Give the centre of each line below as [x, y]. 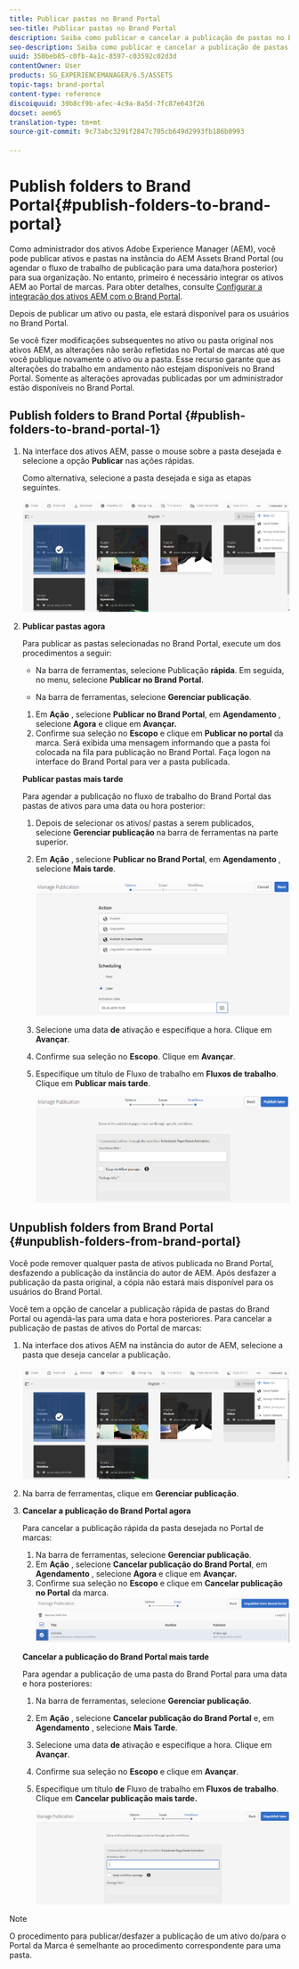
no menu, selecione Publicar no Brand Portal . [120, 680]
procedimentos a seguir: [67, 653]
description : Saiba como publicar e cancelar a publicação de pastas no [147, 37]
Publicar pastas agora [64, 626]
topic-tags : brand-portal [57, 85]
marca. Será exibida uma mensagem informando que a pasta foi [153, 742]
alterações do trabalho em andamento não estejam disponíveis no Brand [142, 368]
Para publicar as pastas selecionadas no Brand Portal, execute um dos [152, 643]
